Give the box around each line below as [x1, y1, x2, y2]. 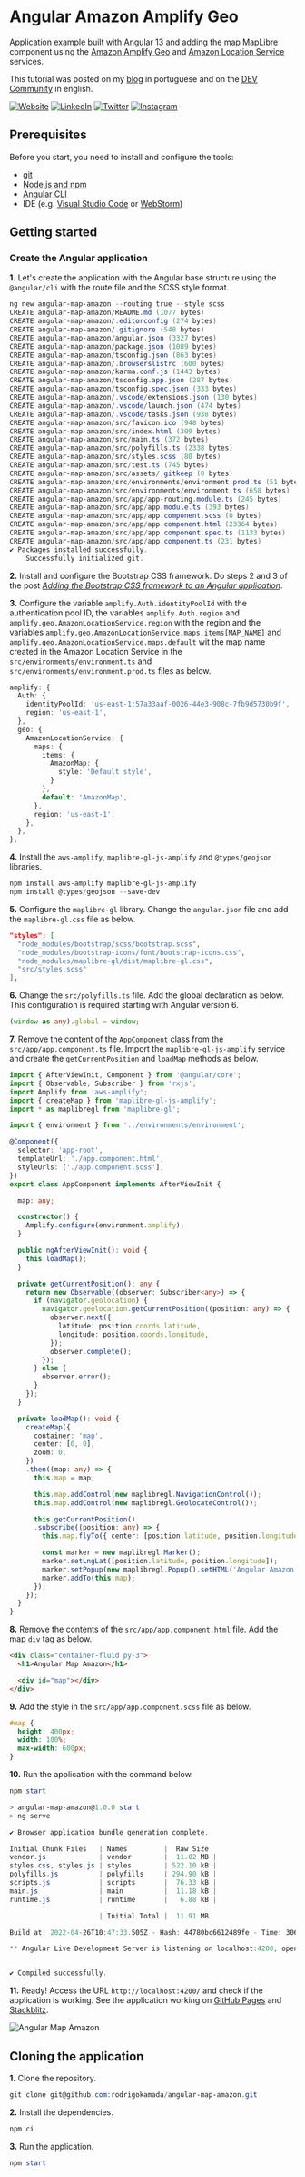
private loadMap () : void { [17, 1414, 120, 1423]
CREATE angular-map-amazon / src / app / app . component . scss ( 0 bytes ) [9, 512, 262, 521]
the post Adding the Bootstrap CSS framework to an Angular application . [9, 580, 283, 591]
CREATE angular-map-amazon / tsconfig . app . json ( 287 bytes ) [9, 376, 233, 385]
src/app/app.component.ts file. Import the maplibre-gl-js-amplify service [9, 1043, 286, 1054]
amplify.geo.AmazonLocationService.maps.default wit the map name [9, 636, 266, 647]
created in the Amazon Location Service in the [9, 646, 183, 656]
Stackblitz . [9, 2005, 49, 2016]
